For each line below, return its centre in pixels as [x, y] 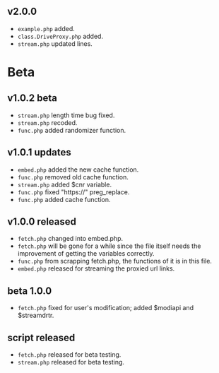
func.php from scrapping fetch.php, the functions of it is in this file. [114, 261]
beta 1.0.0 [30, 291]
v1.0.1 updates [40, 152]
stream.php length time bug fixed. [66, 115]
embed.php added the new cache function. [78, 170]
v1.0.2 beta [32, 98]
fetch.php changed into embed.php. [70, 239]
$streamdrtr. [36, 315]
